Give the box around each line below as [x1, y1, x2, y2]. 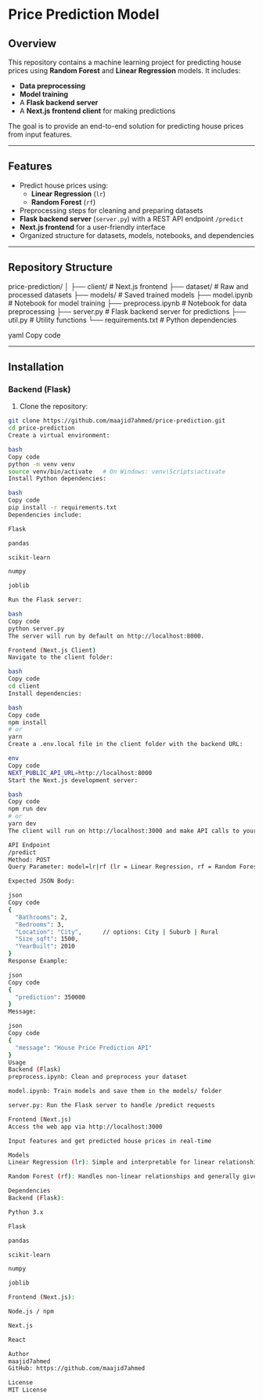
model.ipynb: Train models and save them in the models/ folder [8, 1087, 222, 1095]
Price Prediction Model [8, 5, 160, 24]
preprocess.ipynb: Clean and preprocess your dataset [8, 1073, 188, 1081]
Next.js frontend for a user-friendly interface [19, 222, 166, 232]
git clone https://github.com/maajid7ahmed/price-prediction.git [8, 417, 225, 425]
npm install [8, 718, 47, 726]
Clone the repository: [19, 402, 88, 411]
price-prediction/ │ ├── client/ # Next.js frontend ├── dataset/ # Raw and [8, 281, 249, 291]
